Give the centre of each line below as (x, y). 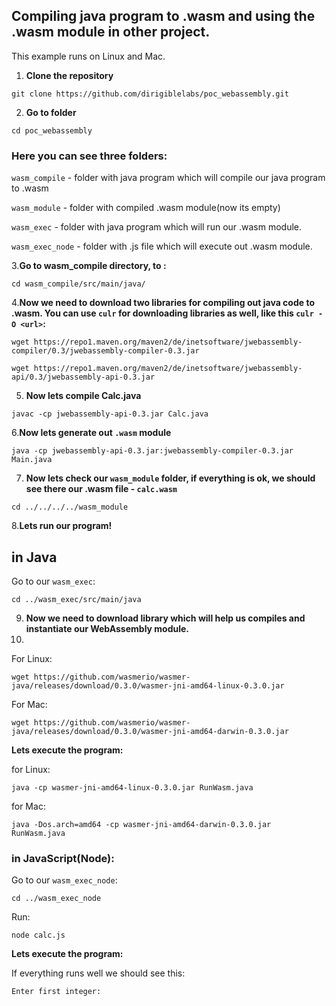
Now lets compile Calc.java (83, 396)
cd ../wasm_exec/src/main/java (76, 599)
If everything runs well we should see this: (98, 973)
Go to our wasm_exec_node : (64, 880)
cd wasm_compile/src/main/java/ (78, 284)
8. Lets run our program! (62, 526)
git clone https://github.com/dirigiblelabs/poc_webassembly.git (150, 94)
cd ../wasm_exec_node (56, 899)
